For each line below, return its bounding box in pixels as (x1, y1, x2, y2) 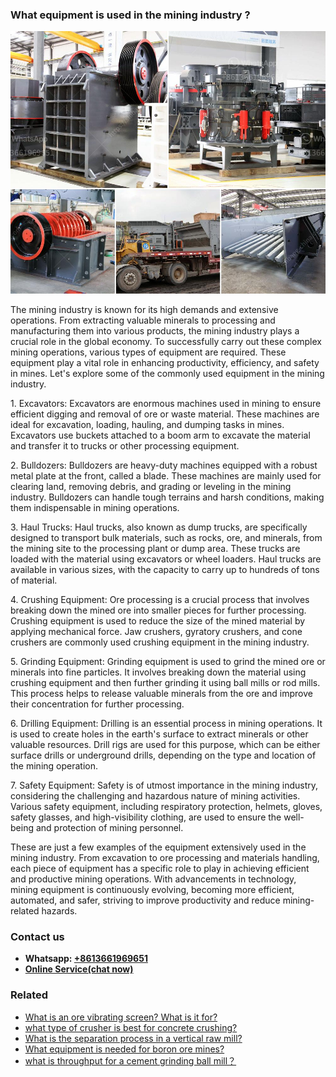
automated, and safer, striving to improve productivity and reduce (10, 894, 281, 906)
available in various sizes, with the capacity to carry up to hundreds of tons (10, 563, 320, 575)
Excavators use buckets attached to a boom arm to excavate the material (10, 429, 311, 441)
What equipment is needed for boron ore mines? (24, 1043, 225, 1055)
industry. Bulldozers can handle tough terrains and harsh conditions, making (10, 491, 325, 503)
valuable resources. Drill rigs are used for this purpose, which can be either (10, 738, 321, 750)
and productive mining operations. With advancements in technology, (10, 873, 297, 885)
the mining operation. (10, 759, 98, 772)
